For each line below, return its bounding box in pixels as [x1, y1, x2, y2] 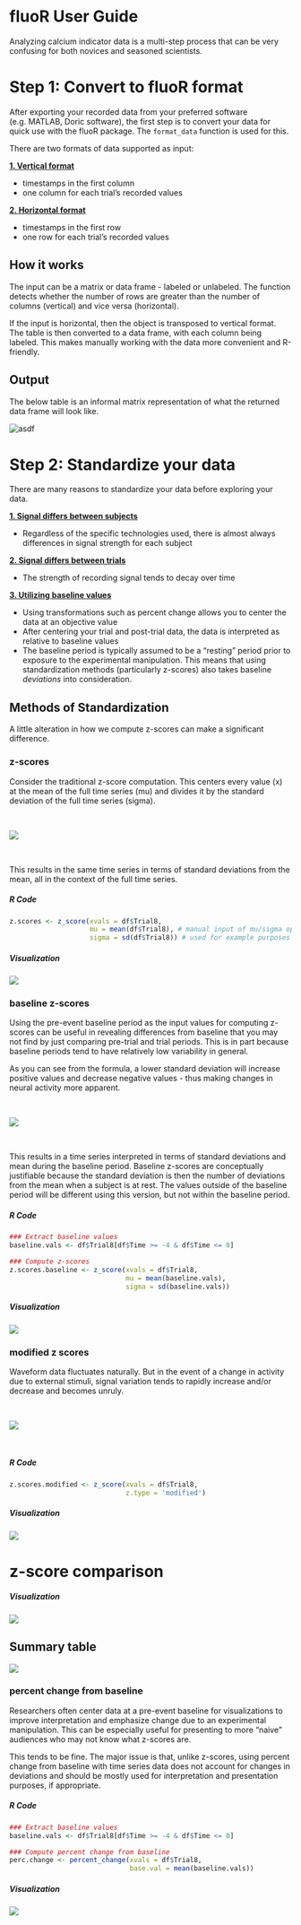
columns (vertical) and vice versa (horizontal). [9, 300, 179, 311]
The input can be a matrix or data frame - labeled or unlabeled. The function [9, 281, 291, 292]
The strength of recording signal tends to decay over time [21, 572, 236, 584]
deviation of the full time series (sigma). [9, 795, 156, 806]
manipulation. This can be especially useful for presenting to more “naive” [9, 1724, 282, 1735]
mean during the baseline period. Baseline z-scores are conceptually [9, 1161, 264, 1172]
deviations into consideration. [21, 674, 133, 685]
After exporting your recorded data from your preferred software [9, 106, 248, 117]
